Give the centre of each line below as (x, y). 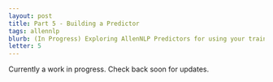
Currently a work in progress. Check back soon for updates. (109, 69)
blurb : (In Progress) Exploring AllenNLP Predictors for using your (127, 39)
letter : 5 (25, 46)
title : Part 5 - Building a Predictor (74, 24)
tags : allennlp (34, 31)
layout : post (30, 16)
